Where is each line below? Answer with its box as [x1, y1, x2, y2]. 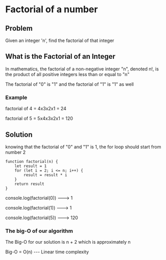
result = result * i [23, 172, 67, 177]
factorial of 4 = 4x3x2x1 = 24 [5, 106, 66, 112]
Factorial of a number [5, 4, 98, 15]
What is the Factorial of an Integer [5, 52, 116, 61]
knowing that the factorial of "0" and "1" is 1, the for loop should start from [5, 144, 161, 150]
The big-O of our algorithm [5, 227, 73, 234]
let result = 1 [14, 163, 47, 169]
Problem [5, 24, 33, 33]
